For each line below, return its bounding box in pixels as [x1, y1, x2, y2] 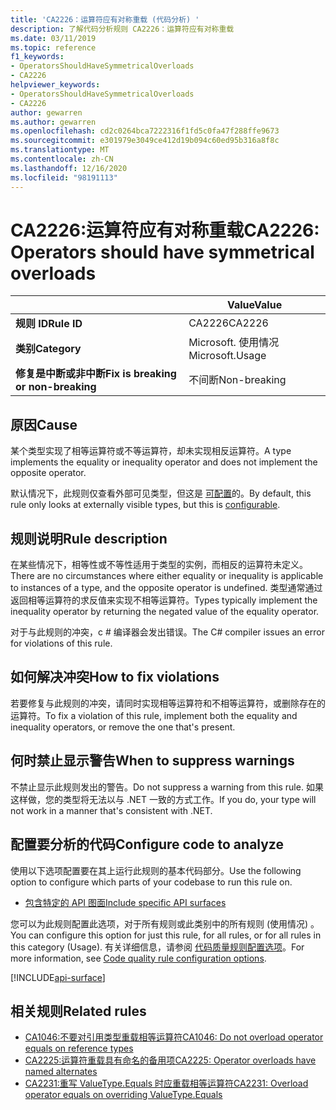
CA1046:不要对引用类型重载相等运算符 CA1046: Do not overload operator [24, 1031, 324, 1043]
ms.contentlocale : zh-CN [10, 154, 114, 164]
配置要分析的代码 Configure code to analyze [10, 836, 284, 853]
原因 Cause [10, 416, 78, 433]
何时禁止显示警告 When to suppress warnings [10, 752, 295, 770]
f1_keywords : [10, 52, 65, 62]
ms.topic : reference [10, 42, 97, 53]
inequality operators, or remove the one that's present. [10, 721, 236, 733]
